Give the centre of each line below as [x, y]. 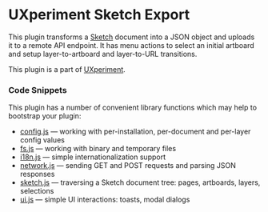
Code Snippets [38, 90]
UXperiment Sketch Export [99, 15]
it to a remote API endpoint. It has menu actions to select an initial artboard [131, 45]
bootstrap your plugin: [45, 116]
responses [37, 174]
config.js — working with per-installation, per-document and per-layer [135, 132]
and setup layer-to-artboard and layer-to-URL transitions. [103, 54]
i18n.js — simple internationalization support [93, 157]
